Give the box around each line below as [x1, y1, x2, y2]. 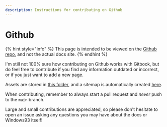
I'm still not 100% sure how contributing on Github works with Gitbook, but [5, 61, 159, 67]
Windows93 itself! [5, 117, 43, 123]
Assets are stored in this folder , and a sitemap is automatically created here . [5, 81, 162, 87]
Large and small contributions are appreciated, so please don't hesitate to [5, 106, 158, 112]
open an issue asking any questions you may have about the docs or [5, 111, 147, 117]
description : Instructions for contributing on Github [5, 7, 123, 13]
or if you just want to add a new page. [5, 72, 84, 78]
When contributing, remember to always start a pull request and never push [5, 91, 162, 97]
